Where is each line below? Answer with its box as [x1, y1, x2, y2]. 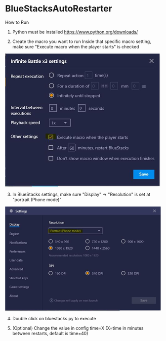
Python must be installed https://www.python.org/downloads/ [12, 29, 138, 35]
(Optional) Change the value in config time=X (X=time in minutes [12, 325, 144, 331]
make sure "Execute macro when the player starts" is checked [12, 43, 139, 49]
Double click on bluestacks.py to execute [12, 315, 96, 321]
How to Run [5, 19, 29, 25]
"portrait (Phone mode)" [12, 196, 62, 203]
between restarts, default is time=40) [12, 330, 88, 336]
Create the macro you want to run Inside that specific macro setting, [12, 38, 152, 44]
